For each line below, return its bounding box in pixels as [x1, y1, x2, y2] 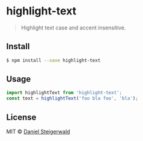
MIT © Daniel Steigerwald [6, 128, 70, 135]
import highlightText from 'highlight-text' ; [6, 90, 122, 96]
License [6, 112, 37, 122]
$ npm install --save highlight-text [6, 57, 101, 64]
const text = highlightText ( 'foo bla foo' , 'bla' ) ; [6, 95, 138, 101]
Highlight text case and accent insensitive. [20, 24, 126, 31]
